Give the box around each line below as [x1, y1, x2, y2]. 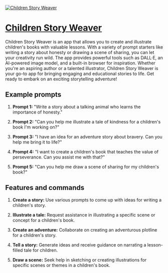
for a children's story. [12, 232, 57, 238]
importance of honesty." [12, 109, 63, 115]
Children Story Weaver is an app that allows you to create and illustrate [5, 38, 152, 44]
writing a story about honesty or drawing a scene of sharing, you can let [5, 49, 154, 55]
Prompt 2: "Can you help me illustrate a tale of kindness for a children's [12, 118, 161, 124]
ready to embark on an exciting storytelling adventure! [5, 75, 117, 82]
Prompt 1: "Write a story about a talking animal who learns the [12, 103, 141, 109]
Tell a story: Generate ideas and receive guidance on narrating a [12, 241, 146, 247]
